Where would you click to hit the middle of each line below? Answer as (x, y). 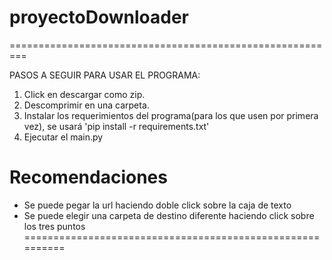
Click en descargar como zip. (84, 94)
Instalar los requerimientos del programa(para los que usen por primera (171, 115)
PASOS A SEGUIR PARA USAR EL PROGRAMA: (105, 75)
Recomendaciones (88, 177)
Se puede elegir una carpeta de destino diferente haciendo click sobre (169, 215)
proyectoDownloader (99, 17)
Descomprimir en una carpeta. (86, 105)
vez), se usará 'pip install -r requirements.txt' (116, 126)
